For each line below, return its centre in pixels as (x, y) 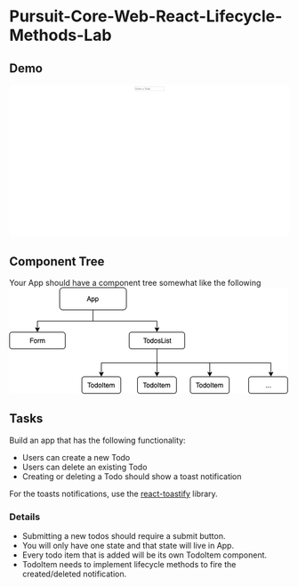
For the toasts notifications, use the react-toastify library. (113, 493)
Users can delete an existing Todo (85, 467)
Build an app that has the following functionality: (97, 440)
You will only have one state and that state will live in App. (128, 546)
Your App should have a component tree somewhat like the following (135, 282)
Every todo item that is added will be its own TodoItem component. (145, 555)
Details (25, 517)
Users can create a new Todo (76, 457)
